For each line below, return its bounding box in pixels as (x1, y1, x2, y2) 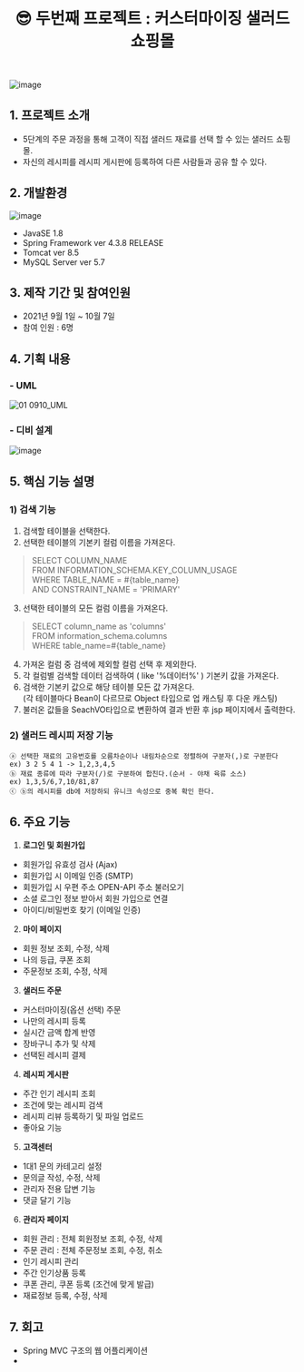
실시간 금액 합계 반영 (22, 1027, 96, 1038)
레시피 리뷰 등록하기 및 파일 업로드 (22, 1111, 144, 1122)
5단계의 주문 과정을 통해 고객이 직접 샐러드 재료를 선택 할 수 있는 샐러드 (22, 133, 274, 144)
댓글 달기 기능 (22, 1195, 72, 1206)
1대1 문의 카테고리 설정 (22, 1161, 103, 1171)
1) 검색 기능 (9, 503, 56, 515)
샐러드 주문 (22, 985, 62, 996)
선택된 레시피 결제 (22, 1050, 86, 1061)
